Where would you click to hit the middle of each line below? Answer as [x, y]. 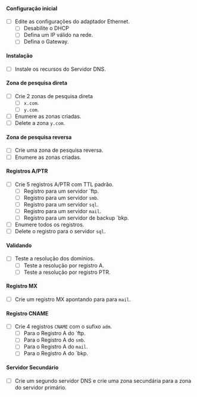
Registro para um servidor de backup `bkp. [76, 218]
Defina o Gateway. [46, 42]
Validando [19, 245]
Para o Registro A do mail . [56, 347]
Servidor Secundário [32, 368]
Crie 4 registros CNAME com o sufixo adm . [63, 327]
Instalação [19, 56]
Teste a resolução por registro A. [64, 265]
